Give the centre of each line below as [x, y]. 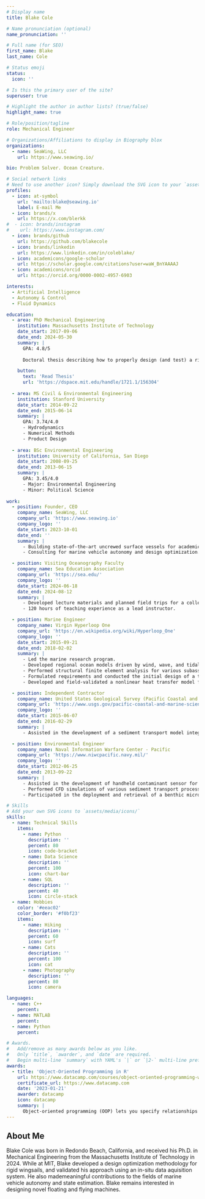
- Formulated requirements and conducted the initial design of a [109, 676]
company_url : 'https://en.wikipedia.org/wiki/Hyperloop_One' [96, 631]
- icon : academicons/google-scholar [58, 259]
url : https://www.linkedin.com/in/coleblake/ [76, 253]
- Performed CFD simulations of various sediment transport [100, 789]
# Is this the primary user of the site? [60, 90]
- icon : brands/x [34, 213]
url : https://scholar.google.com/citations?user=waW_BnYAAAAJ [98, 264]
